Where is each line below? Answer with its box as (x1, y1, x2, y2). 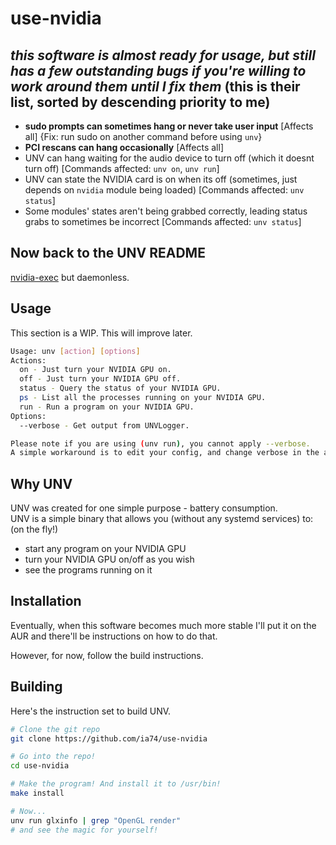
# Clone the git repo (10, 724, 101, 734)
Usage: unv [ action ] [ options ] (10, 346, 141, 356)
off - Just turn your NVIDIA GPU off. (19, 374, 182, 384)
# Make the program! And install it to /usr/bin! (10, 779, 222, 789)
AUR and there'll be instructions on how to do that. (10, 630, 218, 642)
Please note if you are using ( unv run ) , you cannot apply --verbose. (10, 438, 311, 449)
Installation (10, 593, 82, 610)
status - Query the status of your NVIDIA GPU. (19, 383, 222, 394)
